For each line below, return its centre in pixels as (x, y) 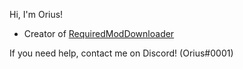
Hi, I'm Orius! (36, 14)
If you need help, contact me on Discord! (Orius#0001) (121, 53)
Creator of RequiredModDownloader (99, 33)
